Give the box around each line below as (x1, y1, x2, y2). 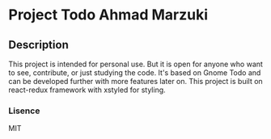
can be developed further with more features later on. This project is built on (8, 77, 263, 86)
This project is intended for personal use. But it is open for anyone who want (8, 59, 263, 69)
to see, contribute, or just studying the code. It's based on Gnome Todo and (8, 68, 261, 78)
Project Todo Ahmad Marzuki (8, 6, 209, 24)
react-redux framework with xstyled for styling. (8, 85, 166, 95)
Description (8, 38, 69, 52)
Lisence (8, 105, 40, 116)
